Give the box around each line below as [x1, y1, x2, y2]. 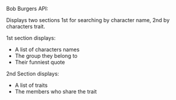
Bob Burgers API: [6, 5, 49, 12]
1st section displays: [6, 35, 55, 41]
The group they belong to [14, 52, 78, 59]
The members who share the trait [14, 88, 97, 95]
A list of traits [14, 82, 48, 89]
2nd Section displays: [6, 70, 60, 77]
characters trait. [6, 23, 46, 30]
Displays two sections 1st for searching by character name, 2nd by [6, 17, 170, 23]
